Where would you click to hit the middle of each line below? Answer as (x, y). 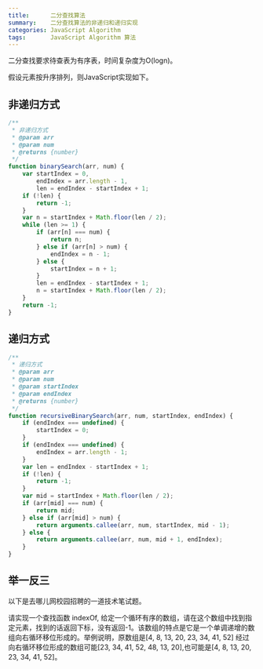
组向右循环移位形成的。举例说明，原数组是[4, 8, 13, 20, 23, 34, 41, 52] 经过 (129, 637)
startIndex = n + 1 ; (84, 269)
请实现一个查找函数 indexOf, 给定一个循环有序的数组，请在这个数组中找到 (127, 617)
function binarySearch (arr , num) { (66, 167)
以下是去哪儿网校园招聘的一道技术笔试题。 (77, 601)
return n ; (66, 240)
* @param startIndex (45, 387)
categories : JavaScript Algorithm (65, 30)
